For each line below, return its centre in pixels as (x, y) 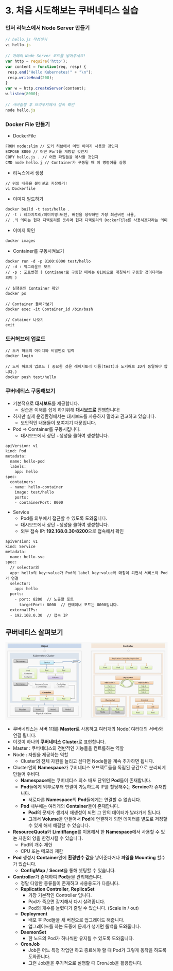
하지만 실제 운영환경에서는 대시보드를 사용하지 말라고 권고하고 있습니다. (84, 416)
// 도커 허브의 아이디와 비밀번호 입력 (40, 351)
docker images (21, 241)
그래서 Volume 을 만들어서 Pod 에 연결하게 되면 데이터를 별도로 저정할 (98, 819)
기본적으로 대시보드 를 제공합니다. (46, 403)
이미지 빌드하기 (28, 199)
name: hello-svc (27, 557)
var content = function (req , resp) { (46, 67)
